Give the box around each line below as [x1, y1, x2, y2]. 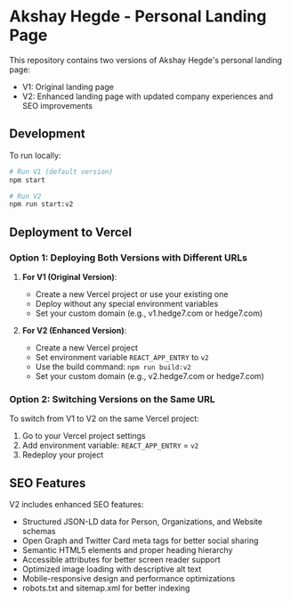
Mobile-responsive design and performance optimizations [21, 573, 236, 584]
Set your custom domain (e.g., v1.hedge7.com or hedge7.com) [35, 308, 263, 318]
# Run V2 [9, 192, 42, 201]
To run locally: [9, 150, 61, 161]
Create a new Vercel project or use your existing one [35, 288, 229, 300]
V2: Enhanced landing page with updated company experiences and [21, 91, 274, 102]
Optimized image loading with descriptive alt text [21, 564, 202, 574]
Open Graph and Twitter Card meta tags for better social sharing [21, 535, 259, 546]
